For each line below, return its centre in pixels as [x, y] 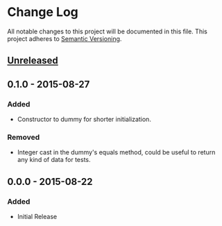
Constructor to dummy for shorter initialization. [84, 120]
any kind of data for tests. [54, 160]
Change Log [43, 12]
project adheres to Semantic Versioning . [65, 38]
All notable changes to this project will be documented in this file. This [108, 31]
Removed [24, 137]
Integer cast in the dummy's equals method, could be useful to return [116, 152]
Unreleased [33, 61]
